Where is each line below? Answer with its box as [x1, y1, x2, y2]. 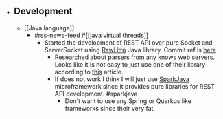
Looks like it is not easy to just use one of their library [54, 60, 206, 68]
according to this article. [54, 67, 124, 76]
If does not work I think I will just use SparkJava [54, 75, 190, 83]
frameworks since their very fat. [64, 104, 156, 112]
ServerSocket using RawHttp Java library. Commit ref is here [44, 45, 216, 54]
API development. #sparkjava [54, 89, 138, 98]
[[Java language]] [23, 23, 75, 32]
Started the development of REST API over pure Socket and [44, 38, 213, 47]
